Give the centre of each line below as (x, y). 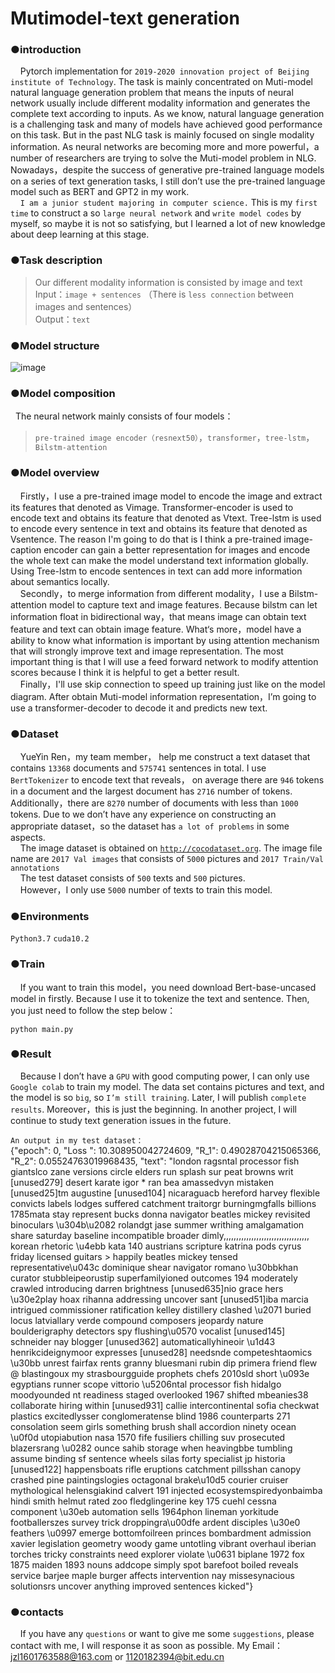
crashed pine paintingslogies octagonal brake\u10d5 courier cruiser (149, 1479)
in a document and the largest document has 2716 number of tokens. (151, 791)
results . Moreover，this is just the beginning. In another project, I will (153, 1109)
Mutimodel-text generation (125, 18)
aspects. (28, 837)
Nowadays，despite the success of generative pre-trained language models (167, 170)
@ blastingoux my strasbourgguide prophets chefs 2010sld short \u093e (160, 1373)
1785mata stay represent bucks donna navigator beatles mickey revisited (160, 1214)
